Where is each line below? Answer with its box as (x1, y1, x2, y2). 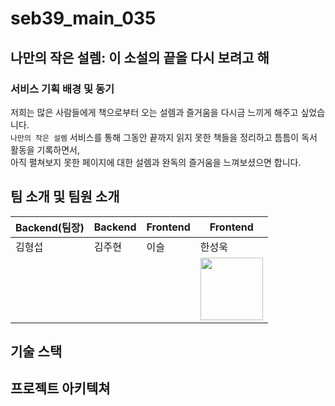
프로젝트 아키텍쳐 (10, 380, 111, 397)
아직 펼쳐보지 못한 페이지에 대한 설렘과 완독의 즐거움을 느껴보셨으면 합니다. (10, 156, 302, 168)
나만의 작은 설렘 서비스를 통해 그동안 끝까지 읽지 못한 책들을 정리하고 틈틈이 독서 (10, 131, 318, 143)
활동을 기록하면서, (10, 143, 81, 156)
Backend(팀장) (15, 220, 85, 234)
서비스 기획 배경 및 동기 (10, 82, 115, 96)
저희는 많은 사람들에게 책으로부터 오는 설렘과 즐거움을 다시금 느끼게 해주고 (10, 106, 299, 118)
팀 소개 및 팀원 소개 (10, 188, 120, 206)
